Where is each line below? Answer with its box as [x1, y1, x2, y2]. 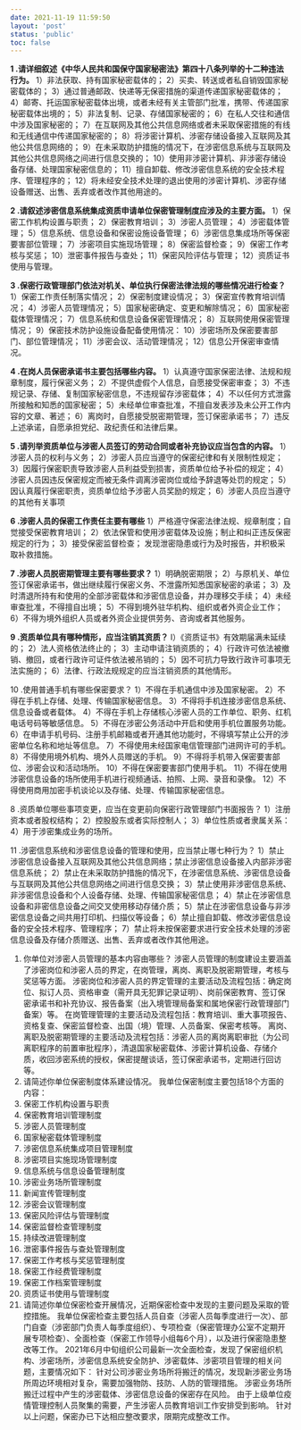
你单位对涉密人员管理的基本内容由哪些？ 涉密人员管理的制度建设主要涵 [22, 953, 284, 965]
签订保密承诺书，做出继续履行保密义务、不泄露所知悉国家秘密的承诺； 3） [10, 580, 284, 590]
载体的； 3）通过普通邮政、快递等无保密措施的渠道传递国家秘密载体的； [17, 86, 284, 96]
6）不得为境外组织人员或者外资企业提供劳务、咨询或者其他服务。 [10, 613, 250, 623]
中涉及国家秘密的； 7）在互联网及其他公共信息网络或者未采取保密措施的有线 [10, 120, 291, 130]
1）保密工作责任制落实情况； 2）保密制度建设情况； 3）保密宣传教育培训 [10, 291, 278, 302]
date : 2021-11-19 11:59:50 [10, 13, 111, 22]
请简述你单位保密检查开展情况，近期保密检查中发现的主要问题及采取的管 [22, 1300, 289, 1310]
